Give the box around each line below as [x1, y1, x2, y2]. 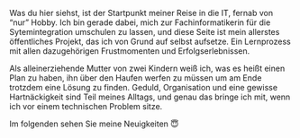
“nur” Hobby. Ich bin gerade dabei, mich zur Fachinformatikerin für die [9, 17, 271, 28]
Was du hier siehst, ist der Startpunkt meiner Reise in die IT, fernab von [9, 8, 273, 18]
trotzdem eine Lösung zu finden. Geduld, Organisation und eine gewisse [9, 82, 277, 92]
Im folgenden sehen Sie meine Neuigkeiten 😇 [9, 118, 179, 129]
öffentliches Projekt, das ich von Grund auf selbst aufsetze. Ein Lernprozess [9, 36, 291, 47]
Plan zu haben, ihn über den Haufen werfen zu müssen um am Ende [9, 73, 262, 83]
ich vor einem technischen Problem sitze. [9, 101, 163, 111]
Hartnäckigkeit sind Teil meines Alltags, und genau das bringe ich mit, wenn [9, 91, 291, 102]
